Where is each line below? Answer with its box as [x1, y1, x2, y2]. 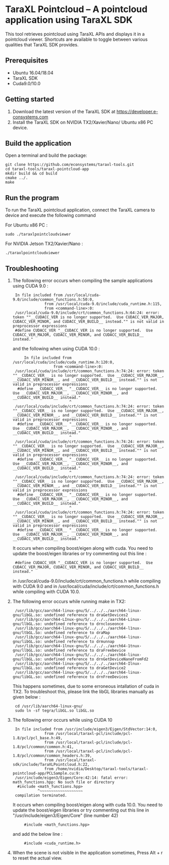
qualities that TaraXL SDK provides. [5, 41, 79, 47]
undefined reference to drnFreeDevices [44, 674, 128, 679]
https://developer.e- [116, 108, 158, 114]
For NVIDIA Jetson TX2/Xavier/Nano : [5, 241, 83, 247]
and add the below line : [12, 831, 63, 837]
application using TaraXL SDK [5, 14, 133, 26]
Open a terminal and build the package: [5, 152, 87, 158]
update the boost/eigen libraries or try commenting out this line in [12, 807, 149, 813]
